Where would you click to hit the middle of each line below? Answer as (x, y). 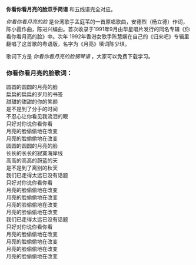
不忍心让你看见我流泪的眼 (37, 117)
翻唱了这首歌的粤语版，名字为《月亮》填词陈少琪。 (68, 44)
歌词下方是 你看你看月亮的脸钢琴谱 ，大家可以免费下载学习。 (80, 56)
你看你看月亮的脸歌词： (39, 73)
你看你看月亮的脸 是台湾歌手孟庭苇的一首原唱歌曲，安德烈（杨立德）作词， (97, 22)
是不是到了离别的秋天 (32, 168)
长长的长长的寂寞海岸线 (34, 153)
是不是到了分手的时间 (32, 109)
